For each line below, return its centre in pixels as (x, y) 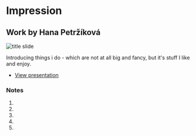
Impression (34, 11)
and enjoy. (18, 64)
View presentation (36, 75)
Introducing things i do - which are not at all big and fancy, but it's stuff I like (98, 57)
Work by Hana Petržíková (53, 32)
